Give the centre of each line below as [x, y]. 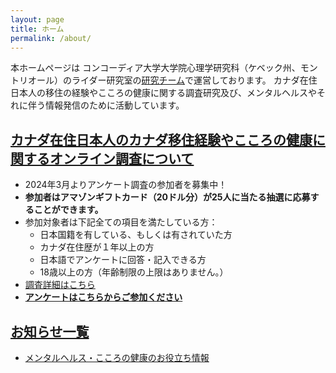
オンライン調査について [122, 158]
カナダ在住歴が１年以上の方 [97, 247]
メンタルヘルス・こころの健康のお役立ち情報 [117, 357]
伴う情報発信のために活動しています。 [106, 105]
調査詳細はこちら [60, 285]
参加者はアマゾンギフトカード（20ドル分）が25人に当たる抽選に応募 [167, 197]
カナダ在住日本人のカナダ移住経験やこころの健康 [161, 139]
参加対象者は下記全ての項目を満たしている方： [121, 222]
